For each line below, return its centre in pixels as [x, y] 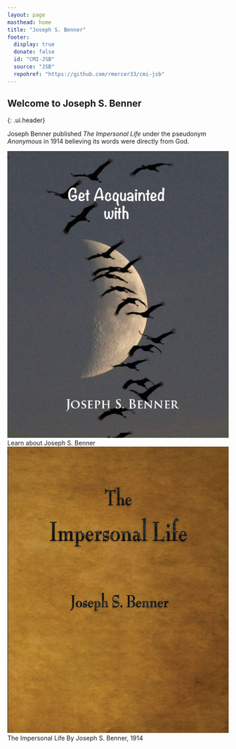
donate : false [34, 52]
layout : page [26, 15]
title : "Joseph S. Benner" [47, 30]
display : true [34, 45]
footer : [19, 37]
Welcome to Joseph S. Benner [74, 104]
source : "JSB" [34, 67]
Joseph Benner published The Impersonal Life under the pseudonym [107, 134]
